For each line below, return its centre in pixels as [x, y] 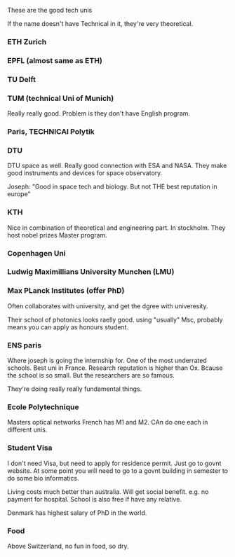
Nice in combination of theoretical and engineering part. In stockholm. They [116, 228]
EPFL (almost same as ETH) [55, 60]
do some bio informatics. [43, 478]
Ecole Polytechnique [43, 407]
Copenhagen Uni [36, 253]
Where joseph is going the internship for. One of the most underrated [107, 361]
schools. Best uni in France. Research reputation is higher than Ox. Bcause [115, 368]
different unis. [27, 429]
